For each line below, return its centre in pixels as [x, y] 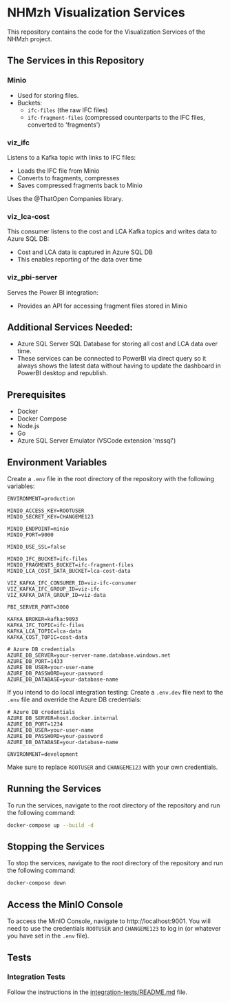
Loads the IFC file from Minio [58, 171]
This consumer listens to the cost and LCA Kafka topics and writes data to [112, 231]
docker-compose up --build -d [51, 825]
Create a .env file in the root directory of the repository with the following [111, 478]
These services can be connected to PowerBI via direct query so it [112, 359]
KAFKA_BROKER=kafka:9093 [43, 619]
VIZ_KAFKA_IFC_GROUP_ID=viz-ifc [53, 589]
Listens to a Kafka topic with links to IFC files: [72, 157]
